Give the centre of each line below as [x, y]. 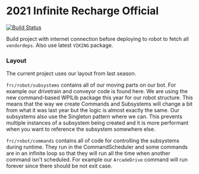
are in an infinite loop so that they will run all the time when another [88, 153]
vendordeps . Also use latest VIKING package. [60, 45]
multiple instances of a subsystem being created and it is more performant [97, 123]
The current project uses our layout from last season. [71, 74]
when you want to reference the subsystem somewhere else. [81, 129]
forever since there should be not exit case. [59, 166]
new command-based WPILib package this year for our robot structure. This [99, 98]
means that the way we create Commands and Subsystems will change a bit [99, 104]
